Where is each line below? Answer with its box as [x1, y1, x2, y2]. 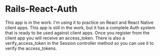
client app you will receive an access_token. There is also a [5, 35, 125, 41]
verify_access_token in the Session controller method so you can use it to [5, 40, 154, 46]
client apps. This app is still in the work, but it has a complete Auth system [5, 24, 156, 30]
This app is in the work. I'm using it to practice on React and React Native [5, 19, 154, 25]
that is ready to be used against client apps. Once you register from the [5, 30, 150, 36]
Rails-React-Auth [5, 3, 78, 15]
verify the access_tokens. [5, 45, 57, 51]
